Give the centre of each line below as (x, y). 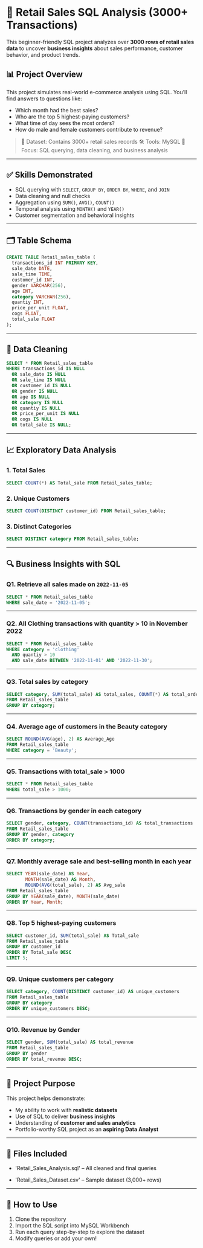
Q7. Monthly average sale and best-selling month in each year (99, 861)
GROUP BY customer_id (34, 947)
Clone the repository (40, 1219)
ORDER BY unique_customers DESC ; (48, 1009)
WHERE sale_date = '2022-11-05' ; (48, 603)
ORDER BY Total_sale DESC (39, 953)
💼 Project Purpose (41, 1084)
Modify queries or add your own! (56, 1238)
